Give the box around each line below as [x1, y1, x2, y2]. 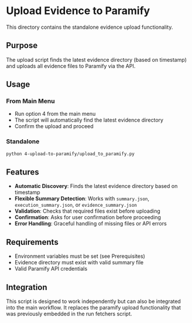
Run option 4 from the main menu [14, 110, 96, 117]
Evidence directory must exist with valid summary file [14, 259, 144, 266]
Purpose [6, 41, 38, 51]
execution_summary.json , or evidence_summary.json [14, 201, 138, 208]
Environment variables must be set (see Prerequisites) [14, 253, 145, 260]
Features [6, 167, 39, 177]
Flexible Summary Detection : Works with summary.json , [14, 195, 150, 202]
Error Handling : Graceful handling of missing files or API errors [14, 220, 167, 227]
